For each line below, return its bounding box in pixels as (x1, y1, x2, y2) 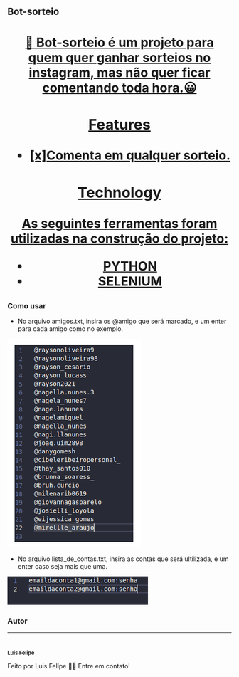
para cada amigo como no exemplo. (17, 325, 123, 333)
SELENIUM (97, 273, 162, 289)
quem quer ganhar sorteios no (28, 49, 211, 65)
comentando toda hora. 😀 (42, 80, 197, 95)
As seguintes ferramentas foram (21, 215, 218, 231)
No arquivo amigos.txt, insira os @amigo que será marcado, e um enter (17, 317, 227, 326)
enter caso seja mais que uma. (17, 562, 108, 571)
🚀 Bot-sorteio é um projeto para (24, 34, 215, 51)
